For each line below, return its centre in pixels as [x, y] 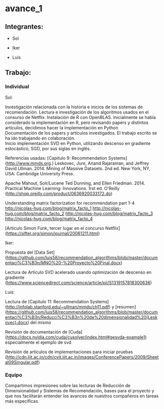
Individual [17, 87]
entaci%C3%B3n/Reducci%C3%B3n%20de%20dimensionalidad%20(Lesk [81, 317]
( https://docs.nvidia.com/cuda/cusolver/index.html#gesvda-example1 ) [76, 337]
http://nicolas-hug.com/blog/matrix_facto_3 [109, 213]
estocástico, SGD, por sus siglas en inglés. [48, 148]
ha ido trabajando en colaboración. [40, 138]
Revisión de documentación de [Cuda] [44, 332]
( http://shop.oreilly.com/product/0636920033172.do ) [59, 193]
